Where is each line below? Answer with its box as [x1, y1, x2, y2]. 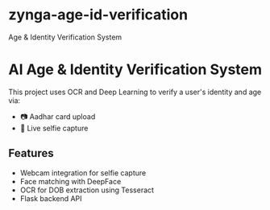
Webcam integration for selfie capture [19, 167, 147, 178]
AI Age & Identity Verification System [8, 60, 263, 79]
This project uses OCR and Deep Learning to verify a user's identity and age [8, 87, 262, 97]
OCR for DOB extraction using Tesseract [19, 185, 155, 195]
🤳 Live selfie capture [19, 123, 89, 133]
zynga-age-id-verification [8, 6, 188, 24]
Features [8, 146, 54, 160]
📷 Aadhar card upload [19, 111, 96, 121]
